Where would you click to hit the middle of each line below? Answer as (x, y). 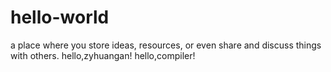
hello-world (60, 17)
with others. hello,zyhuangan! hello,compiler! (103, 55)
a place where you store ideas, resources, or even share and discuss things (166, 45)
